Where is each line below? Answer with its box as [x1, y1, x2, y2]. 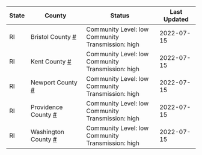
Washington [30, 128, 65, 136]
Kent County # [30, 57, 72, 65]
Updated [163, 15, 189, 23]
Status [110, 11, 130, 20]
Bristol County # [30, 33, 76, 41]
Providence [30, 103, 63, 111]
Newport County [30, 78, 78, 86]
